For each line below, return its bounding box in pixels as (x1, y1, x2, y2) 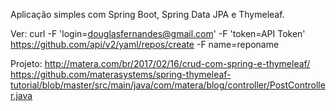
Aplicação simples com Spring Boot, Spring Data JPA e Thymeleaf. (10, 9, 285, 20)
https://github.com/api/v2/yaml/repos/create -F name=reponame (10, 39, 280, 50)
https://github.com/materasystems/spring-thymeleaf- (10, 69, 232, 80)
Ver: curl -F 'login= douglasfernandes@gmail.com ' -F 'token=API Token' (10, 28, 306, 39)
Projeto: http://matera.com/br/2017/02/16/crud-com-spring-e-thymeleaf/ (10, 58, 311, 69)
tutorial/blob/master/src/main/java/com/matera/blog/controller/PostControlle (10, 79, 326, 91)
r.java (10, 90, 33, 101)
